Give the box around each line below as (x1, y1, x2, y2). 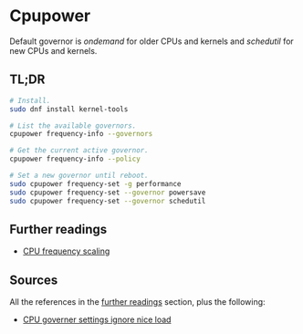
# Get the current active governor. (9, 146, 149, 155)
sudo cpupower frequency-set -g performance (9, 179, 182, 188)
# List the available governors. (9, 120, 137, 130)
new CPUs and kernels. (9, 45, 98, 56)
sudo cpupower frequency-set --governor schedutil (9, 196, 206, 205)
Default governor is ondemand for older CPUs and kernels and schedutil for (9, 36, 294, 47)
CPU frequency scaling (22, 245, 110, 256)
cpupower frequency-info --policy (9, 154, 141, 164)
